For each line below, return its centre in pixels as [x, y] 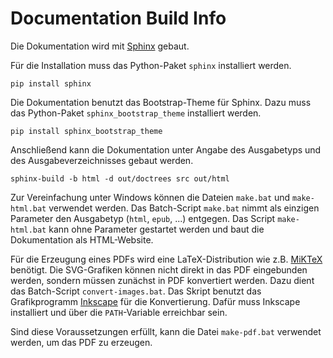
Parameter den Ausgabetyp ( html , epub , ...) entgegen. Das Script [143, 218]
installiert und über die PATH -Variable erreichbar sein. [119, 312]
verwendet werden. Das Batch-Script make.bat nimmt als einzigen [184, 208]
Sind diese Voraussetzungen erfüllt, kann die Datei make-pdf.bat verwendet [166, 331]
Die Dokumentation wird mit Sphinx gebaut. [100, 46]
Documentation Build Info [118, 18]
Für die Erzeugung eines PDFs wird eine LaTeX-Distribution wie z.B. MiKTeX [166, 259]
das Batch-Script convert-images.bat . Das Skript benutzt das [136, 291]
